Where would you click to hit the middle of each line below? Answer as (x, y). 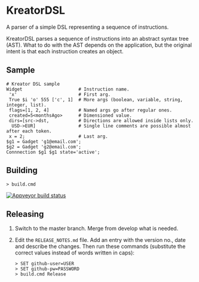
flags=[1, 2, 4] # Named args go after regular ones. (90, 110)
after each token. (29, 131)
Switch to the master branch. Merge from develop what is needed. (97, 229)
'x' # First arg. (60, 94)
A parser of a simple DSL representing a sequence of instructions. (88, 27)
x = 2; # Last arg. (59, 136)
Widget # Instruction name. (68, 89)
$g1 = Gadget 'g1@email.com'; (44, 141)
